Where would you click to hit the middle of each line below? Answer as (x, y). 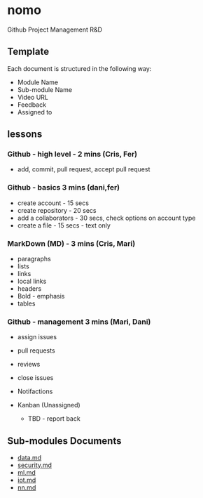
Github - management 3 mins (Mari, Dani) (79, 322)
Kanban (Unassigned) (49, 405)
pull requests (36, 350)
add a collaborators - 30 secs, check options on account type (106, 218)
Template (28, 52)
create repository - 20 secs (57, 210)
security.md (35, 465)
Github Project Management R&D (55, 30)
